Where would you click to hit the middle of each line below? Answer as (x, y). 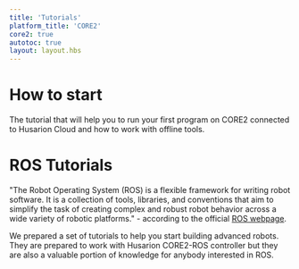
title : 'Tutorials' (46, 17)
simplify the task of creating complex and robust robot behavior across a (143, 209)
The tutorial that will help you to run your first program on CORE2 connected (149, 120)
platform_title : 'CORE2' (55, 26)
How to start (56, 95)
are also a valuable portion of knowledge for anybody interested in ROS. (141, 255)
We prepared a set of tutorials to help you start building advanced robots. (144, 236)
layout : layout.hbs (46, 51)
